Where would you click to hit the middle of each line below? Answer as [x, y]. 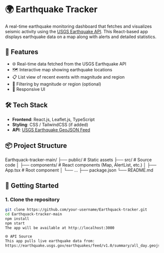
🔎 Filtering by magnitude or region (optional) [57, 84]
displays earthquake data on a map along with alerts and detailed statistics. [81, 37]
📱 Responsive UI [29, 89]
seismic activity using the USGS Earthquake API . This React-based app [76, 31]
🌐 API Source [19, 237]
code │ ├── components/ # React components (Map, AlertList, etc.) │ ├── [81, 165]
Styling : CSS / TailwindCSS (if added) [50, 125]
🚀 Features [22, 52]
